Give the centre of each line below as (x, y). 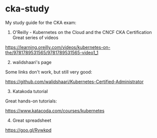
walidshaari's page (32, 62)
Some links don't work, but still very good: (49, 72)
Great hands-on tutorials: (31, 101)
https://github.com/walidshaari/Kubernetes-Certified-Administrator (74, 81)
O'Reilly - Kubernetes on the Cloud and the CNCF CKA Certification (82, 32)
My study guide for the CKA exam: (41, 22)
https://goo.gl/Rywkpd (28, 130)
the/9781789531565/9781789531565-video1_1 (52, 52)
